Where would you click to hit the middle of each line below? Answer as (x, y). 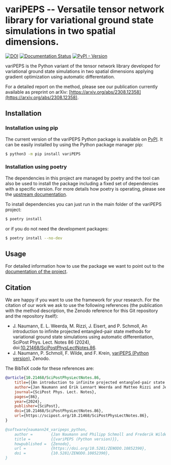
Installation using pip (32, 128)
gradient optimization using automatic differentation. (60, 76)
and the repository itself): (32, 316)
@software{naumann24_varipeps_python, (46, 429)
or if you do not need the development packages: (57, 228)
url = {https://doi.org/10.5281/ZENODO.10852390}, (80, 449)
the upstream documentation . (36, 194)
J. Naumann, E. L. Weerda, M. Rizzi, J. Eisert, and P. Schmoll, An (80, 326)
